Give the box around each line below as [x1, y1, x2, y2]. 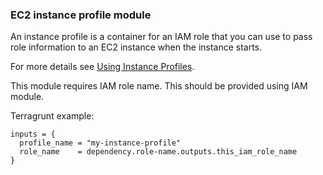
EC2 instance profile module [10, 8, 152, 22]
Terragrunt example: [10, 110, 95, 122]
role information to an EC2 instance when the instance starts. [10, 41, 263, 53]
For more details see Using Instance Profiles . [10, 61, 195, 73]
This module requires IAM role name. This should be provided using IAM [10, 80, 308, 92]
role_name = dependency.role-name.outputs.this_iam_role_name [19, 147, 298, 157]
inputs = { [10, 129, 56, 140]
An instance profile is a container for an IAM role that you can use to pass [10, 31, 313, 43]
